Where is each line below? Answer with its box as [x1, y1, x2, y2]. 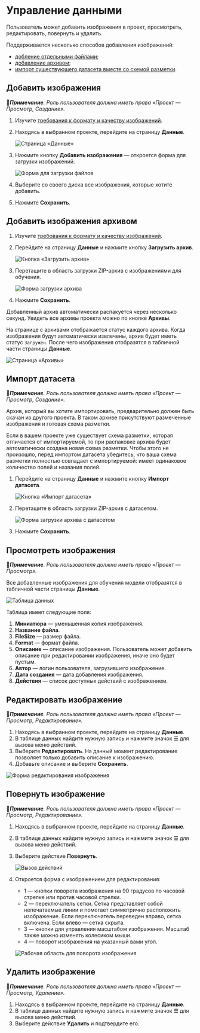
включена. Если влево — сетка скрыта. [23, 919, 125, 926]
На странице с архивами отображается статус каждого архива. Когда [6, 326, 186, 333]
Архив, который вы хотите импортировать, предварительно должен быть [6, 408, 195, 415]
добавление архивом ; [14, 59, 71, 66]
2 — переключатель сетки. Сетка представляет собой [23, 900, 163, 907]
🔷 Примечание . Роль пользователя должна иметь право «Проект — [6, 561, 181, 569]
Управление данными [6, 4, 122, 17]
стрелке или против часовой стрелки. [23, 893, 121, 900]
